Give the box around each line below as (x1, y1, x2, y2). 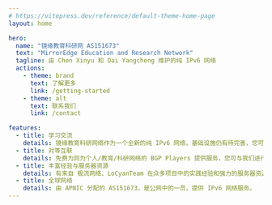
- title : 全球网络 (15, 177, 73, 185)
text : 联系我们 (29, 102, 77, 110)
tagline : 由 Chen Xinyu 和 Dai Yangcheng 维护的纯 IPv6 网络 (15, 57, 217, 65)
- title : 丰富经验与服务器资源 (15, 161, 109, 170)
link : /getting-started (29, 87, 111, 95)
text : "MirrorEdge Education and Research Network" (15, 49, 194, 58)
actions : (15, 64, 45, 73)
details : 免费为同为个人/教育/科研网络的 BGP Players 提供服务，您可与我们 (23, 154, 255, 162)
